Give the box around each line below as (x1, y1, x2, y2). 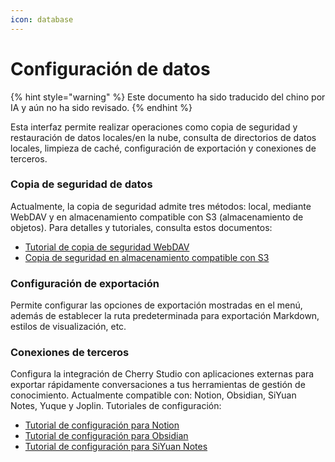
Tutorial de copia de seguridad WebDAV (24, 241, 190, 253)
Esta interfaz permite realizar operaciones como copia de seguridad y (10, 121, 298, 133)
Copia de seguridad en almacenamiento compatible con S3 (24, 251, 270, 263)
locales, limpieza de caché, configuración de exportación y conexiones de (10, 142, 317, 154)
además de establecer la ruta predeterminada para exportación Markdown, (10, 310, 320, 322)
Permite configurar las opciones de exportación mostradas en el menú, (10, 299, 303, 311)
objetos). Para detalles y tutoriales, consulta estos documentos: (10, 221, 273, 233)
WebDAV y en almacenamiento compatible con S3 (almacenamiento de (10, 211, 304, 223)
